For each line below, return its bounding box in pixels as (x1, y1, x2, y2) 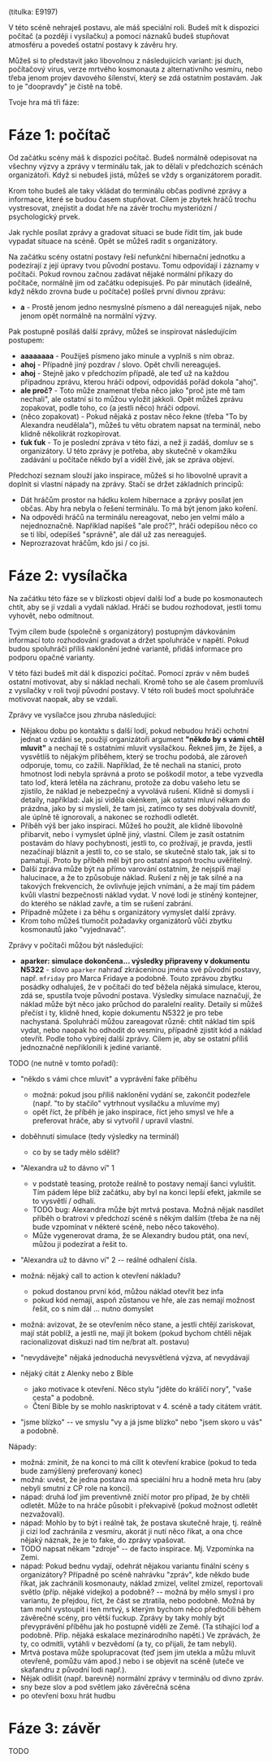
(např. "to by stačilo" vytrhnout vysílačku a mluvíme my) (32, 1098, 221, 1108)
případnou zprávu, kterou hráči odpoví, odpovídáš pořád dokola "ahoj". (19, 377, 258, 386)
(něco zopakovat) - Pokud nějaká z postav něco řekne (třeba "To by (19, 411, 248, 421)
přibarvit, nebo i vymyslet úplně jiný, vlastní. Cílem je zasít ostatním (19, 829, 245, 839)
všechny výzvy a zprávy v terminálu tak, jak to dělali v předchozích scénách (8, 161, 264, 171)
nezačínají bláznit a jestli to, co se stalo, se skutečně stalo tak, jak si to (19, 846, 256, 857)
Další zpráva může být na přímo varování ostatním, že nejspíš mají (19, 864, 241, 874)
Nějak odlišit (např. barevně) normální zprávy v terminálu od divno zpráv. (19, 1673, 264, 1683)
